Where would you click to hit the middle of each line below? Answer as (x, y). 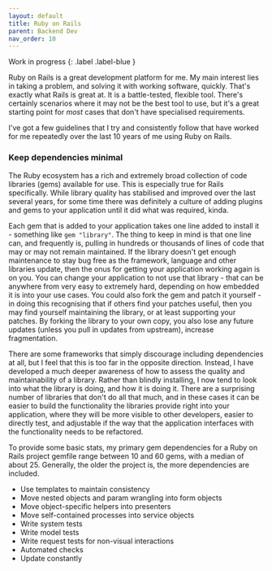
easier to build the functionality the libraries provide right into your (119, 405)
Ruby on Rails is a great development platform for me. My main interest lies (134, 77)
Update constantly (51, 558)
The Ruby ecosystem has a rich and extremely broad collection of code (128, 175)
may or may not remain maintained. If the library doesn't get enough (123, 251)
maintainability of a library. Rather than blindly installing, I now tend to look (133, 380)
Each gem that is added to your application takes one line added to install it (134, 225)
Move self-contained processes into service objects (107, 515)
